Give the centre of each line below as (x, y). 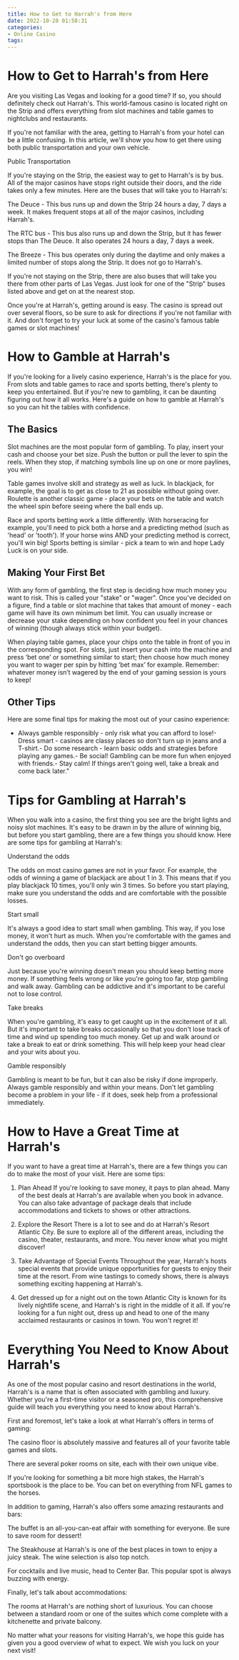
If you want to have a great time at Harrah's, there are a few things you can (118, 1166)
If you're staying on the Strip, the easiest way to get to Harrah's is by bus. (116, 175)
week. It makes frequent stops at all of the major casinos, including (106, 212)
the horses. (24, 1493)
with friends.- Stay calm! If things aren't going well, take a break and (118, 764)
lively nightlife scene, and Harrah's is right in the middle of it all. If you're (124, 1306)
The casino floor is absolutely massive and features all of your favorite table (119, 1442)
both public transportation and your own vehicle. (79, 148)
